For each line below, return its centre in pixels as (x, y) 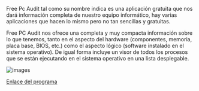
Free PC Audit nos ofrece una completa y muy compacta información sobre (99, 33)
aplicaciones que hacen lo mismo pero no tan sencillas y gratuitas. (88, 21)
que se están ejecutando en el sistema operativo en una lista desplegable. (98, 58)
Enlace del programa (32, 81)
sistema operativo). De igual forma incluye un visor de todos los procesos (97, 52)
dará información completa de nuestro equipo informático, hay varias (92, 15)
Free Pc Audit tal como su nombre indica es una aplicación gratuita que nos (99, 9)
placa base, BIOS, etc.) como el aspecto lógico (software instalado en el (95, 45)
